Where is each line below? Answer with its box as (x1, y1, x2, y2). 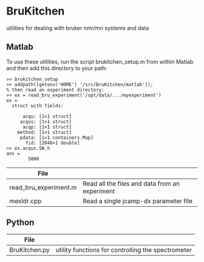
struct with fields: (12, 102, 64, 109)
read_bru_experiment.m (9, 183, 77, 192)
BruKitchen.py (9, 246, 50, 254)
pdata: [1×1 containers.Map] (19, 135, 94, 141)
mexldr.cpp (9, 196, 42, 205)
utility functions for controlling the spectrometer (55, 246, 192, 254)
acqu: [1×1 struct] (22, 113, 72, 119)
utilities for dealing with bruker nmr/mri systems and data (6, 24, 149, 32)
